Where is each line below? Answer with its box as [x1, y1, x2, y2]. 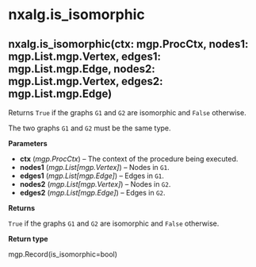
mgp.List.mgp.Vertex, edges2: [8, 74, 163, 88]
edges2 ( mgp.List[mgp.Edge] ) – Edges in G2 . [19, 188, 166, 197]
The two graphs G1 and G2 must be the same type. [8, 123, 172, 133]
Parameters [8, 139, 48, 148]
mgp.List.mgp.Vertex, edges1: [8, 49, 161, 63]
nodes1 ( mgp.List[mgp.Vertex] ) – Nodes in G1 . [19, 163, 170, 172]
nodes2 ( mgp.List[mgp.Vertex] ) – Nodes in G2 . [19, 180, 171, 188]
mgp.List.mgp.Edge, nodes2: [8, 62, 156, 75]
